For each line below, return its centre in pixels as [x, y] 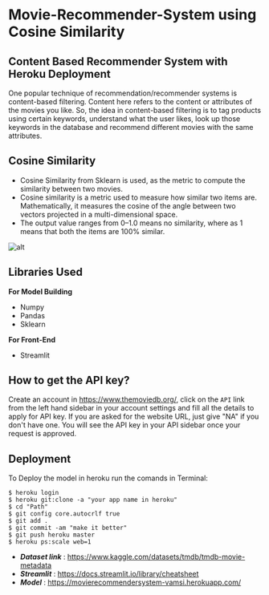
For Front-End [32, 339]
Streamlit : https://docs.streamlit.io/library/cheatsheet [109, 574]
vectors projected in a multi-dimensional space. [99, 214]
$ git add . [28, 521]
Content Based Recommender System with [118, 61]
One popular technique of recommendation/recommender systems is [123, 93]
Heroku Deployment [59, 74]
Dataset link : [43, 557]
